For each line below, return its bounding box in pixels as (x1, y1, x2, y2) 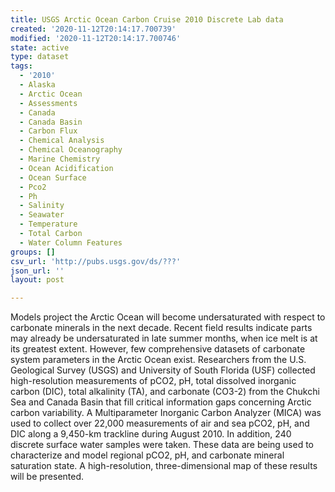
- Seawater (19, 210, 65, 220)
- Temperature (19, 219, 78, 230)
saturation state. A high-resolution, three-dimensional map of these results (10, 460, 318, 472)
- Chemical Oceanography (19, 145, 123, 155)
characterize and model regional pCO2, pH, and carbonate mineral (10, 449, 285, 461)
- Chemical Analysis (19, 136, 105, 146)
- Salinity (19, 201, 65, 211)
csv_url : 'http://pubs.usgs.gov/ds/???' (10, 256, 182, 266)
